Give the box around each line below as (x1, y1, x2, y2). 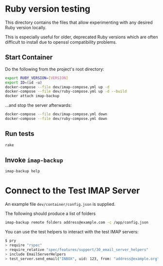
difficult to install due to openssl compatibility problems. (5, 39, 117, 45)
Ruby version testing (5, 3, 91, 15)
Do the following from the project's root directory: (5, 66, 104, 72)
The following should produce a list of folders (5, 211, 96, 216)
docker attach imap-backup (5, 94, 60, 99)
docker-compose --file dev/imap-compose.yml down (5, 112, 108, 117)
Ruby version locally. (5, 24, 47, 30)
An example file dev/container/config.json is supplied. (5, 201, 115, 207)
